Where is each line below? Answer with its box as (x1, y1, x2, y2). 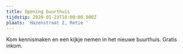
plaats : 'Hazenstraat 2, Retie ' (6, 20, 89, 26)
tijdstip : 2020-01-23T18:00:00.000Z (6, 14, 97, 20)
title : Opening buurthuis (6, 8, 70, 15)
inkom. (6, 42, 23, 49)
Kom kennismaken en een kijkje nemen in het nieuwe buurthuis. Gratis (6, 36, 178, 43)
